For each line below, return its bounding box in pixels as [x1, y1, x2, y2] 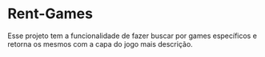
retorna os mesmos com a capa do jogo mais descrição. [7, 39, 193, 48]
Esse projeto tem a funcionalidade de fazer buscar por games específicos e [7, 31, 258, 40]
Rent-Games [7, 5, 94, 23]
